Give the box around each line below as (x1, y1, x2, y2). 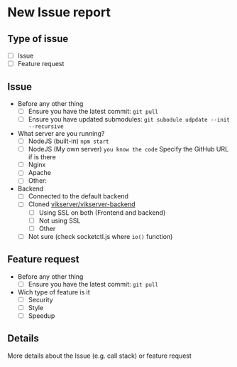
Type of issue (7, 33, 69, 45)
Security (28, 295, 53, 304)
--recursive (28, 123, 64, 130)
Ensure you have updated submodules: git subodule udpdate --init (28, 115, 231, 123)
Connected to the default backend (28, 192, 129, 201)
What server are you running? (17, 129, 105, 138)
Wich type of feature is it (17, 287, 90, 296)
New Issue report (7, 4, 111, 21)
